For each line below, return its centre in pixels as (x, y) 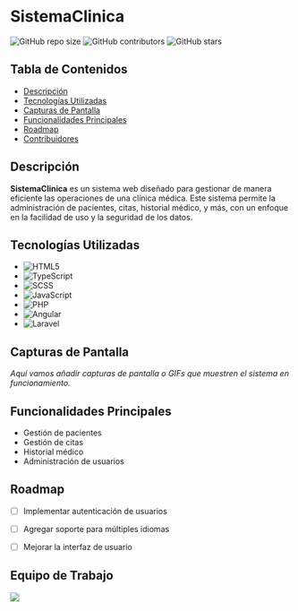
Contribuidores (51, 138)
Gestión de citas (53, 442)
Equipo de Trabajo (62, 576)
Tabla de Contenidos (69, 69)
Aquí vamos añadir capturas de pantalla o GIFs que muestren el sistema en (150, 374)
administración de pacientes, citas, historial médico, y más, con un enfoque (149, 207)
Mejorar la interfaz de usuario (77, 546)
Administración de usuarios (73, 461)
